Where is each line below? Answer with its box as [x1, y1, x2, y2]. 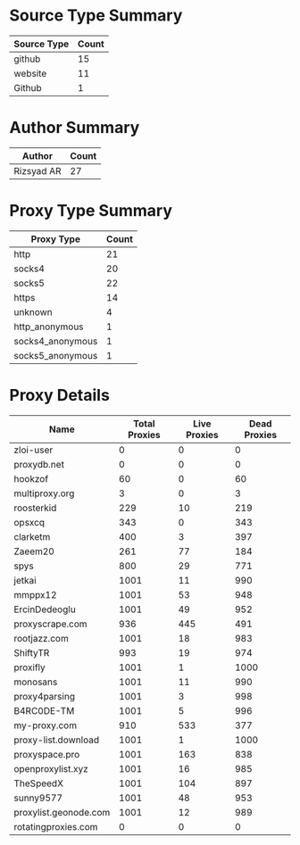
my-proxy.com [13, 719, 78, 732]
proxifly [13, 661, 46, 674]
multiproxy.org [13, 487, 75, 500]
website [13, 67, 47, 79]
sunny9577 [13, 791, 63, 804]
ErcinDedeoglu [13, 603, 76, 616]
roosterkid [13, 501, 57, 514]
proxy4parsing [13, 690, 76, 702]
